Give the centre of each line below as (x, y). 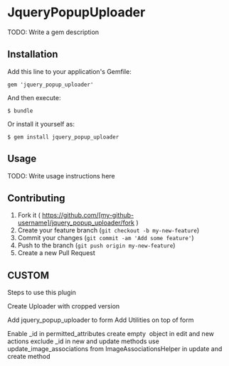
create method (29, 357)
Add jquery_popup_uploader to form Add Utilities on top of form (101, 320)
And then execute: (34, 97)
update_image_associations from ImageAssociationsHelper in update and (115, 349)
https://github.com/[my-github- (87, 215)
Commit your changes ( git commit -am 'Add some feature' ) (106, 238)
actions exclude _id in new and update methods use (84, 341)
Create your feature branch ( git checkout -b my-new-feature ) (108, 230)
